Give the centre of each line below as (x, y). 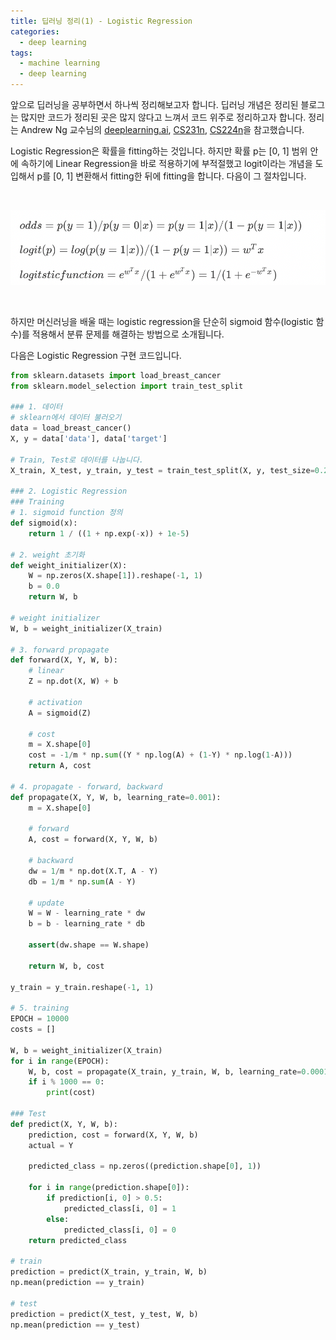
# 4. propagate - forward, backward (86, 786)
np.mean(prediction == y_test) (75, 1325)
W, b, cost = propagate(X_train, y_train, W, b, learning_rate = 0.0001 (178, 1071)
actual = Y (51, 1145)
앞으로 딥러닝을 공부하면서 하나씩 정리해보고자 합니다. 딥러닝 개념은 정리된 (154, 104)
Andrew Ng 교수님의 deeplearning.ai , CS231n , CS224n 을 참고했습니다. (162, 129)
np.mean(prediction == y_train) (77, 1283)
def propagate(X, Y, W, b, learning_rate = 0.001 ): (116, 797)
